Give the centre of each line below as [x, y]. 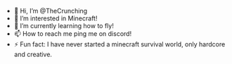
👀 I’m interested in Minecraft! [56, 18]
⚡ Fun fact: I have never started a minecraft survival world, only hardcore [120, 44]
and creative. [33, 54]
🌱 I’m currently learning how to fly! [64, 26]
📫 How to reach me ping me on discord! [73, 34]
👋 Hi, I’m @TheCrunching [51, 11]
